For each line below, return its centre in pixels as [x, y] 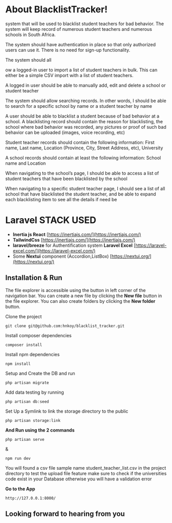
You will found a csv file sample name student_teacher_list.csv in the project [86, 468]
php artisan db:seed [27, 401]
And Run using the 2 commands [40, 430]
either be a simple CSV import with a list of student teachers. [69, 75]
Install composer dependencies [38, 335]
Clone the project [24, 316]
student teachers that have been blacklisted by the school [67, 179]
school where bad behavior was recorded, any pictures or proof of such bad [86, 127]
